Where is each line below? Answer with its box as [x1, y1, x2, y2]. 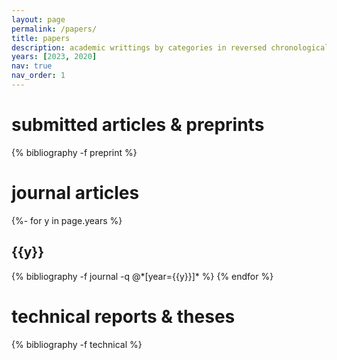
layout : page [11, 14, 66, 25]
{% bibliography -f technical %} [11, 338, 143, 350]
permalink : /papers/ [11, 24, 98, 34]
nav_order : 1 [11, 71, 66, 81]
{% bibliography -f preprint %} [11, 146, 138, 158]
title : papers [11, 33, 71, 43]
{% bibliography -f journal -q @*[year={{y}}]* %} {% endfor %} [11, 270, 274, 282]
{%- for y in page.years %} [11, 214, 123, 226]
